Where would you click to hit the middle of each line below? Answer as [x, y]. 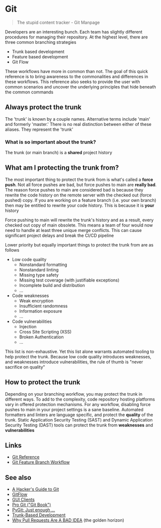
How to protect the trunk [43, 382]
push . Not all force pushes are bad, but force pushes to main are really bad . [81, 185]
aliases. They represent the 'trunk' [39, 129]
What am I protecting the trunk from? [62, 168]
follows [12, 250]
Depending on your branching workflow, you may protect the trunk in [74, 394]
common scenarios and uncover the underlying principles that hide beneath [80, 87]
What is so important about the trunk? [51, 142]
